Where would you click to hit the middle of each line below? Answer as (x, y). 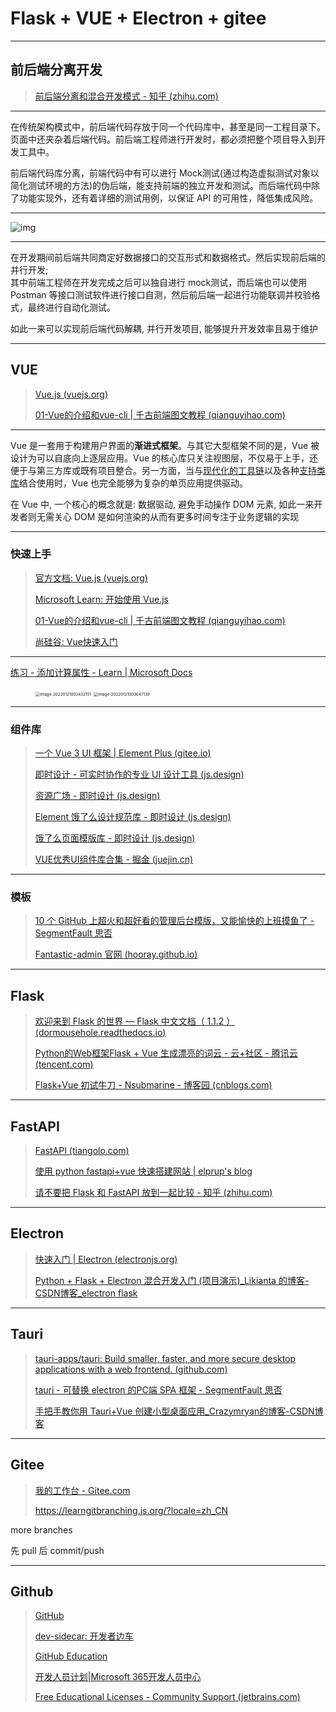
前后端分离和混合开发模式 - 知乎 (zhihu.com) (126, 96)
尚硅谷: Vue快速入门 (76, 641)
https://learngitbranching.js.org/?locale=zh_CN (131, 1510)
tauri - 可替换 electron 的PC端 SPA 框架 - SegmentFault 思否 (158, 1389)
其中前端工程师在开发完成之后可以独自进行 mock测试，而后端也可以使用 (159, 282)
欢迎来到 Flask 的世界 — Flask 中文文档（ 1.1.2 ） (135, 1021)
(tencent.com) (64, 1064)
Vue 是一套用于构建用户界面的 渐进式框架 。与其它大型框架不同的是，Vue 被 (165, 445)
